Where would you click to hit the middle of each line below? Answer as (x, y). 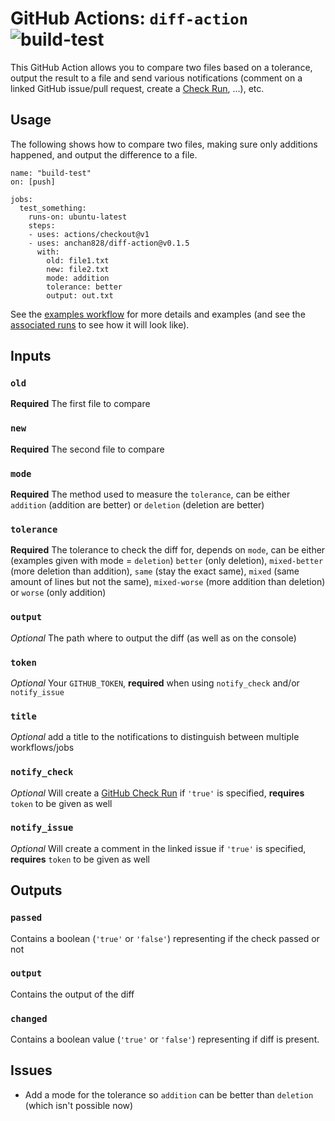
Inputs (31, 356)
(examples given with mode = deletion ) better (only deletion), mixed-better (167, 561)
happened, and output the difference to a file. (104, 154)
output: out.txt (80, 295)
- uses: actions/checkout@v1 (89, 234)
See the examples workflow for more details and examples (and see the (158, 314)
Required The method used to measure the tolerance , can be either (150, 494)
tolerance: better (84, 287)
